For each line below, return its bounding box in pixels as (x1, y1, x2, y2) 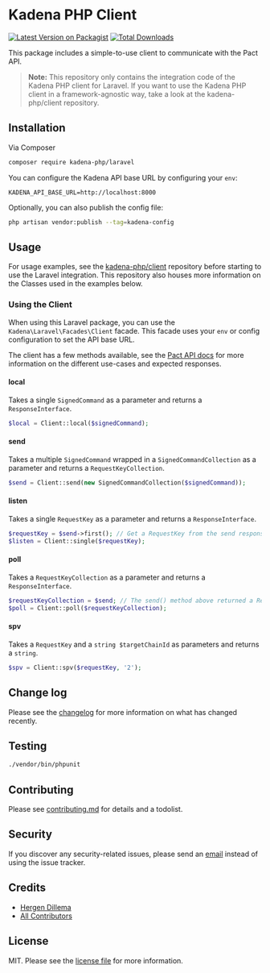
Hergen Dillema (19, 902, 72, 912)
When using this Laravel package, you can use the (8, 317, 175, 327)
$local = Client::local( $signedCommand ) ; (8, 419, 149, 427)
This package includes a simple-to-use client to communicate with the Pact (8, 48, 259, 57)
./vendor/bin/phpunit (8, 760, 81, 769)
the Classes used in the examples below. (8, 279, 143, 289)
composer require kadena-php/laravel (8, 158, 135, 166)
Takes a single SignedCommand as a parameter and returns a (8, 395, 202, 405)
